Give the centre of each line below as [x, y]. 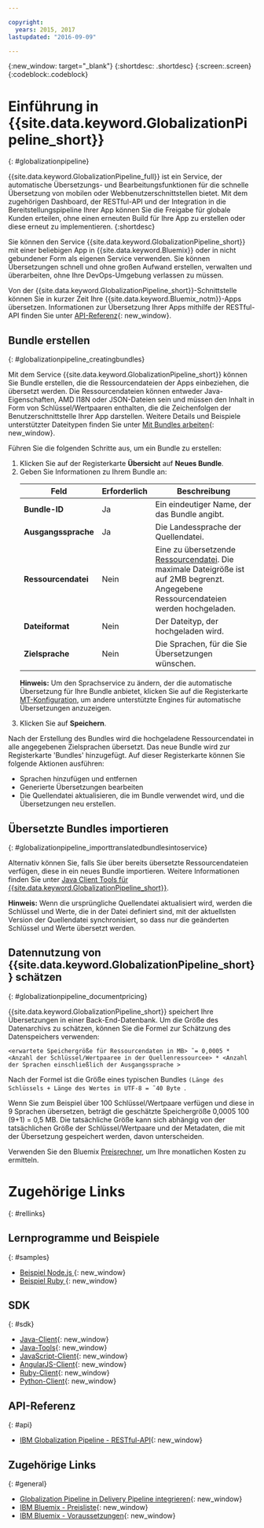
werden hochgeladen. [195, 608]
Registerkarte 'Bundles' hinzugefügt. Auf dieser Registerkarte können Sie [127, 755]
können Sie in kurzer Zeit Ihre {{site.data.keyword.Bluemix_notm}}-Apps [125, 299]
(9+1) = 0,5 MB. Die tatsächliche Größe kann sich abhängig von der [117, 1119]
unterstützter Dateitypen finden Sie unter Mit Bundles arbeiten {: [111, 424]
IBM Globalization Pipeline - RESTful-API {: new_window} [111, 1440]
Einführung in [53, 106]
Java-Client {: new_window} [64, 1339]
